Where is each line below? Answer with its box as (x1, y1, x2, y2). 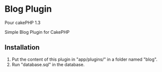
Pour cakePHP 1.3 (4, 20, 41, 25)
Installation (4, 43, 40, 52)
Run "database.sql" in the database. (11, 61, 85, 67)
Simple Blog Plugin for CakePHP (4, 29, 70, 35)
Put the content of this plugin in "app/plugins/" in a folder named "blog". (11, 56, 158, 62)
